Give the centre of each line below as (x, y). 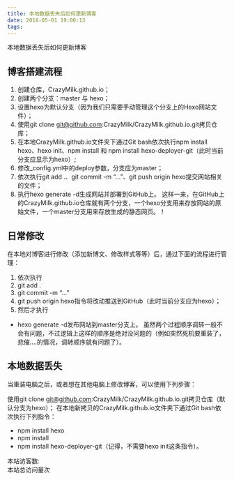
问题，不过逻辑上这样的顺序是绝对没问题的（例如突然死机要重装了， (127, 333)
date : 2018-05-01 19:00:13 (46, 20)
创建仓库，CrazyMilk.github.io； (63, 90)
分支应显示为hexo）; (47, 159)
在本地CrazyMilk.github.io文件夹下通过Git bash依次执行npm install (112, 142)
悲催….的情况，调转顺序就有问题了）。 (71, 342)
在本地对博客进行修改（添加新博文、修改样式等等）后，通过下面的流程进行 (114, 254)
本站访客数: (24, 460)
